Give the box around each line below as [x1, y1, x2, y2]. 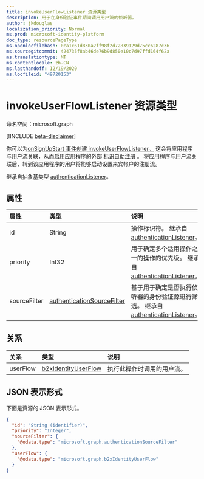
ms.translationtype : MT [6, 54, 67, 60]
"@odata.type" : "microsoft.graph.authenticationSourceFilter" [17, 439, 178, 446]
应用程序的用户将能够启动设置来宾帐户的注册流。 [38, 160, 161, 168]
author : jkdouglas [6, 20, 53, 26]
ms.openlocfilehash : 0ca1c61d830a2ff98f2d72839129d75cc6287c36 [6, 43, 170, 49]
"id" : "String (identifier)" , [12, 422, 88, 429]
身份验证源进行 [149, 292, 192, 301]
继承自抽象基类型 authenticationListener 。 [6, 173, 112, 181]
